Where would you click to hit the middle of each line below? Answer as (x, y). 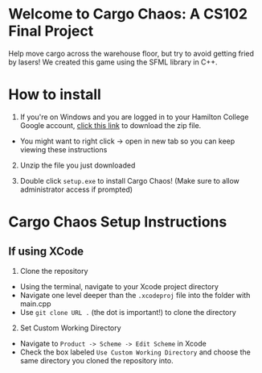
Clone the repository (54, 271)
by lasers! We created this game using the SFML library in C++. (113, 62)
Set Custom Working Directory (71, 328)
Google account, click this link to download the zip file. (111, 125)
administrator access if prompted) (76, 189)
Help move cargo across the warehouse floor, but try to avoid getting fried (131, 53)
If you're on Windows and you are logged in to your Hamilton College (134, 117)
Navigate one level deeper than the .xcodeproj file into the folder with (135, 295)
